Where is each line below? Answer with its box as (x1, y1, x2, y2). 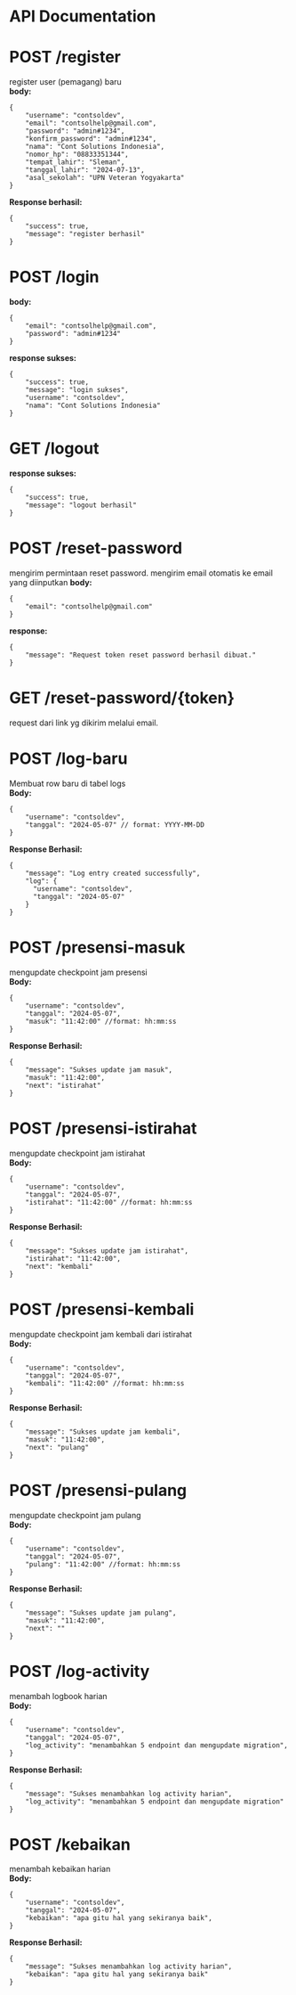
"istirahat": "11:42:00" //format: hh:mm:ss (25, 1198, 193, 1206)
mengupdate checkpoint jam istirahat (9, 1148, 146, 1158)
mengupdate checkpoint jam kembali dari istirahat (9, 1329, 193, 1339)
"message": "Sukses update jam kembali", (25, 1427, 180, 1436)
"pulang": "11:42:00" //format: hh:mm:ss (25, 1559, 180, 1569)
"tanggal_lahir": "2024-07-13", (25, 166, 145, 175)
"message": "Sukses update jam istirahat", (25, 1246, 189, 1255)
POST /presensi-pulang (9, 1480, 188, 1500)
